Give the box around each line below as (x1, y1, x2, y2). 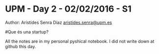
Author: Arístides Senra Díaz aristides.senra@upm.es (5, 19, 113, 25)
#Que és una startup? (5, 29, 49, 35)
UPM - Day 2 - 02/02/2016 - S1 (5, 3, 132, 15)
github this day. (5, 43, 36, 49)
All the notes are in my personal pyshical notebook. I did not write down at (5, 38, 155, 44)
